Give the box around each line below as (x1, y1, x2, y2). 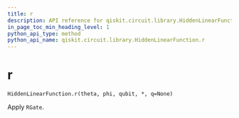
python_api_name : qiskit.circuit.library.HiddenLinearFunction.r (7, 37, 205, 44)
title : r (7, 10, 33, 18)
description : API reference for (7, 17, 103, 24)
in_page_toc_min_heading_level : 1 (7, 23, 110, 30)
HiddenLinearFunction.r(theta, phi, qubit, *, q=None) (7, 90, 174, 98)
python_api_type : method (7, 30, 81, 37)
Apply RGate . (7, 103, 44, 112)
